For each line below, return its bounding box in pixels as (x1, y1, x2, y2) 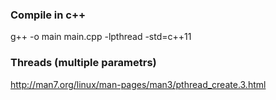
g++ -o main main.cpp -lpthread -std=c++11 (10, 31, 192, 43)
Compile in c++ (10, 8, 87, 22)
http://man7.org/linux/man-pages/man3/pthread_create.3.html (10, 78, 267, 90)
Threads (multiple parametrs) (10, 56, 157, 70)
